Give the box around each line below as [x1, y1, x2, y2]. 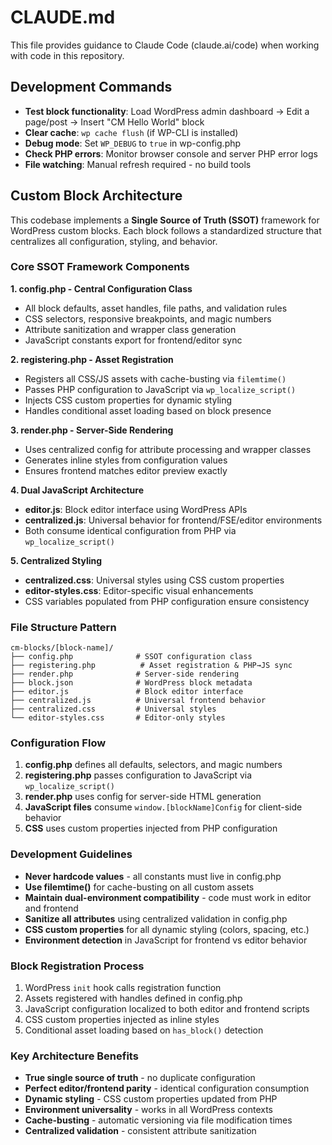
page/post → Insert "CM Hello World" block [24, 116, 205, 128]
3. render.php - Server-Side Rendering [10, 424, 174, 436]
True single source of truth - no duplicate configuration [24, 1072, 256, 1084]
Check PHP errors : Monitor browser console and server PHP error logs [24, 147, 318, 160]
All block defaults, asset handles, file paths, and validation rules [24, 302, 288, 314]
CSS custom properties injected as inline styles [24, 1014, 220, 1026]
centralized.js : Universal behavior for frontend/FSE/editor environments [24, 514, 323, 526]
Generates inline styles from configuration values [24, 454, 228, 466]
